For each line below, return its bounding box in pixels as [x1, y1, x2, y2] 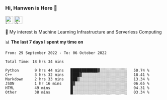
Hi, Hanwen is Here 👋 [5, 4, 57, 11]
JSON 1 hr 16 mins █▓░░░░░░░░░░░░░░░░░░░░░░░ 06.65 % [5, 81, 150, 86]
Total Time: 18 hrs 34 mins [5, 59, 64, 64]
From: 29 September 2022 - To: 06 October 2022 [5, 50, 107, 55]
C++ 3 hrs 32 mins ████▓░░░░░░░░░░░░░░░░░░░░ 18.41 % [5, 72, 150, 77]
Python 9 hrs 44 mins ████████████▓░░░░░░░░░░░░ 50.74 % [5, 68, 150, 73]
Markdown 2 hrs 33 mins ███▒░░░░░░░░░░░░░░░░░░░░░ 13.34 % [5, 77, 150, 82]
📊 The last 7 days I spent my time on [5, 39, 84, 45]
